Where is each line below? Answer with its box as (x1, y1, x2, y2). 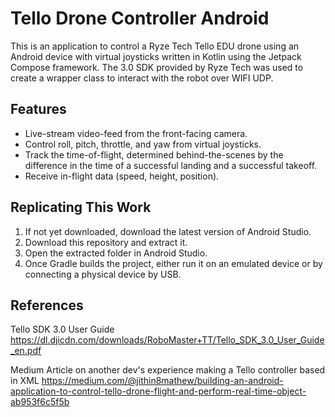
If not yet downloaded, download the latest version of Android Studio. (24, 225, 312, 237)
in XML (10, 375, 40, 387)
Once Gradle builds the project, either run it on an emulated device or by (24, 257, 323, 269)
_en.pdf (10, 345, 42, 357)
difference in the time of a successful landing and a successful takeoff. (24, 159, 318, 171)
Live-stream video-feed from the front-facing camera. (24, 127, 248, 139)
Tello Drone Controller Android (10, 7, 270, 30)
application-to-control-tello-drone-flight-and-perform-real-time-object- (10, 385, 307, 397)
